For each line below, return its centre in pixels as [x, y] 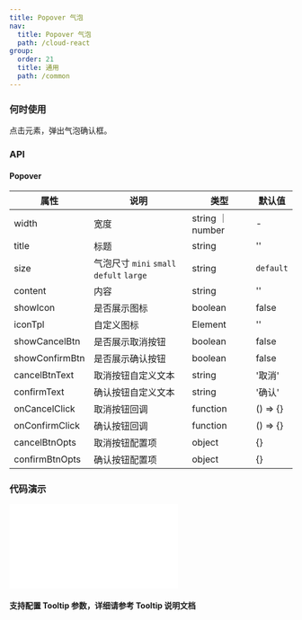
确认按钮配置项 [125, 460]
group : [22, 51]
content [30, 291]
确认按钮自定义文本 [134, 393]
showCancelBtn [47, 341]
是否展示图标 [121, 308]
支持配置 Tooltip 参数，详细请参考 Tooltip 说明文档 [102, 606]
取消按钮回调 [121, 410]
